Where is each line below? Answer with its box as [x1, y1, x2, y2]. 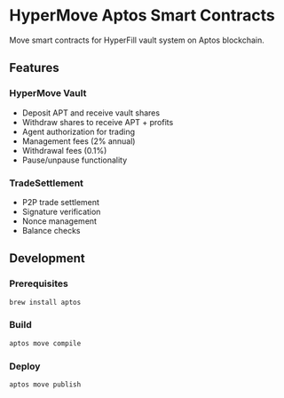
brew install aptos [9, 298, 82, 306]
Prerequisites [9, 277, 68, 290]
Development [9, 251, 86, 267]
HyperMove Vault [9, 87, 87, 99]
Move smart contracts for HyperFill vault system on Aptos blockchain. [9, 35, 264, 45]
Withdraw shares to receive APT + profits [21, 116, 174, 127]
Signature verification [21, 206, 101, 217]
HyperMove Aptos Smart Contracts [9, 5, 275, 26]
